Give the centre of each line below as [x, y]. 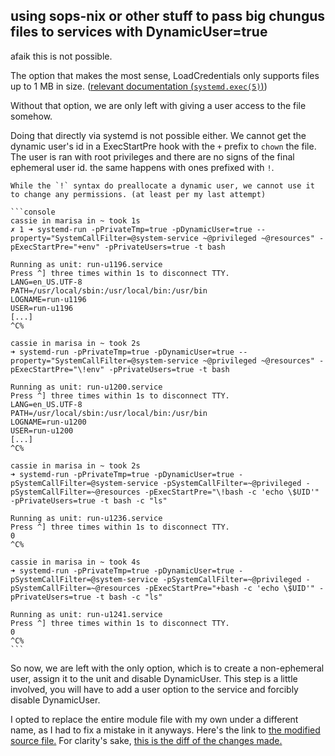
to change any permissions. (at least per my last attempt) [138, 194]
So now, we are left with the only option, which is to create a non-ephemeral [167, 668]
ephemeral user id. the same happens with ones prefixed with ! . [142, 167]
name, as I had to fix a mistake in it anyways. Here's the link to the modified [165, 730]
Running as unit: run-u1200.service [86, 387]
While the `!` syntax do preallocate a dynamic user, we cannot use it [162, 185]
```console [33, 212]
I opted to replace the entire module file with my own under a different [154, 719]
